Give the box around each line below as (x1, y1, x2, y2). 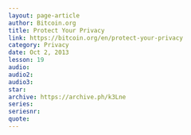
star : (8, 85, 26, 94)
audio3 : (8, 78, 34, 86)
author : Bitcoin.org (8, 19, 77, 27)
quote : (8, 115, 30, 123)
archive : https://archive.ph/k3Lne (8, 93, 127, 101)
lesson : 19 (8, 56, 45, 64)
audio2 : (8, 71, 34, 79)
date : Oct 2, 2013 (8, 48, 69, 56)
